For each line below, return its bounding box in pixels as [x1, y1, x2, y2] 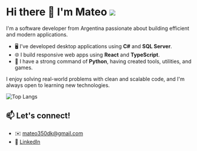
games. [14, 64, 34, 71]
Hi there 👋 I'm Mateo [6, 5, 108, 19]
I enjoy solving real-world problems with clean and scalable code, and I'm [6, 75, 185, 82]
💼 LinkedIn [14, 138, 41, 145]
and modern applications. [6, 31, 68, 38]
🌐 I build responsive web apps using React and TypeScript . [14, 51, 160, 58]
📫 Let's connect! [6, 111, 71, 121]
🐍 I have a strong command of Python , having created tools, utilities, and [14, 58, 192, 65]
